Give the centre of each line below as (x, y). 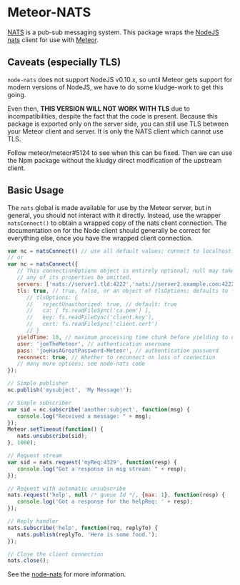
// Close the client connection (55, 554)
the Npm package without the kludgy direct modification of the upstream (115, 160)
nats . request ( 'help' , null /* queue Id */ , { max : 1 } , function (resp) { (116, 495)
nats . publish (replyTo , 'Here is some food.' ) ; (87, 534)
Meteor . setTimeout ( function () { (55, 429)
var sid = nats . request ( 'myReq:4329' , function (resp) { (92, 462)
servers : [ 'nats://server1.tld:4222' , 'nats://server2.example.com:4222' (127, 284)
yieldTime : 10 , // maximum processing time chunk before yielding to (122, 337)
